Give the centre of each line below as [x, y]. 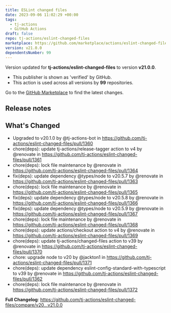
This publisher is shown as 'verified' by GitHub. [62, 77]
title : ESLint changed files [36, 10]
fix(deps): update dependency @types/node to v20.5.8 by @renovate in [88, 197]
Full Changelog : [22, 299]
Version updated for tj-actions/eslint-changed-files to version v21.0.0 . [81, 67]
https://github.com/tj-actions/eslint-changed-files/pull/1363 [75, 181]
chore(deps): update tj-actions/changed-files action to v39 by [78, 241]
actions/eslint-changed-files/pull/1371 [52, 263]
